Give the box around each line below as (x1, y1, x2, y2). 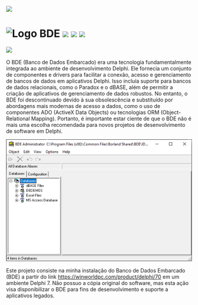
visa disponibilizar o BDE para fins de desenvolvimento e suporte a (6, 286, 169, 293)
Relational (6, 115, 31, 122)
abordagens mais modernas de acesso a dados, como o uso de (6, 102, 161, 109)
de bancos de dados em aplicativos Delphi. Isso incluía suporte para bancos (6, 77, 192, 84)
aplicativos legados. (6, 292, 55, 299)
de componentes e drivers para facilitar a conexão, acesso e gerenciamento (6, 71, 192, 78)
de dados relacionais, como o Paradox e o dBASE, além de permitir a (6, 83, 173, 91)
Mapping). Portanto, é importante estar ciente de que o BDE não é (31, 115, 192, 122)
